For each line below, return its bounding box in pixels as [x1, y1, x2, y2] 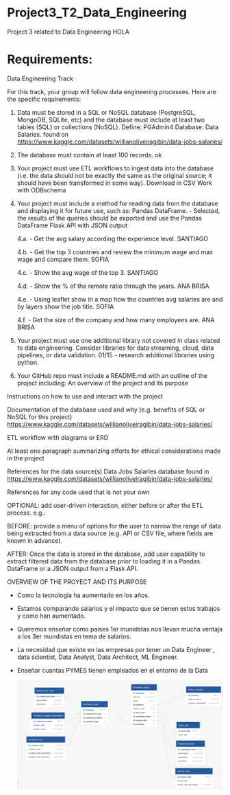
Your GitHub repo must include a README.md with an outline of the [16, 371, 207, 379]
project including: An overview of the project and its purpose [16, 379, 188, 387]
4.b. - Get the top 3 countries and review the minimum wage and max [16, 247, 214, 256]
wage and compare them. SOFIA [16, 255, 110, 263]
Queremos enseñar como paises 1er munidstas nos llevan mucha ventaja [16, 625, 223, 633]
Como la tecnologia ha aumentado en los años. [16, 591, 150, 599]
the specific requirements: [7, 95, 81, 103]
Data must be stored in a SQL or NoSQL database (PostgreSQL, [16, 108, 196, 116]
